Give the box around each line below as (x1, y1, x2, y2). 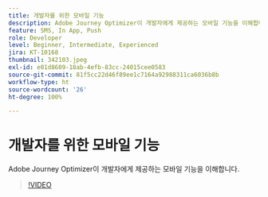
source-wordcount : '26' (8, 85, 88, 94)
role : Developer (8, 33, 62, 42)
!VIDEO (27, 180, 52, 190)
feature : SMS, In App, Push (8, 26, 102, 34)
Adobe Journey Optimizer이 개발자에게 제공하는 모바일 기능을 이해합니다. (8, 164, 240, 174)
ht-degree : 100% (8, 93, 62, 101)
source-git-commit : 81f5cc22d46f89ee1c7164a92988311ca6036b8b (8, 71, 219, 79)
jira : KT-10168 (8, 48, 59, 56)
